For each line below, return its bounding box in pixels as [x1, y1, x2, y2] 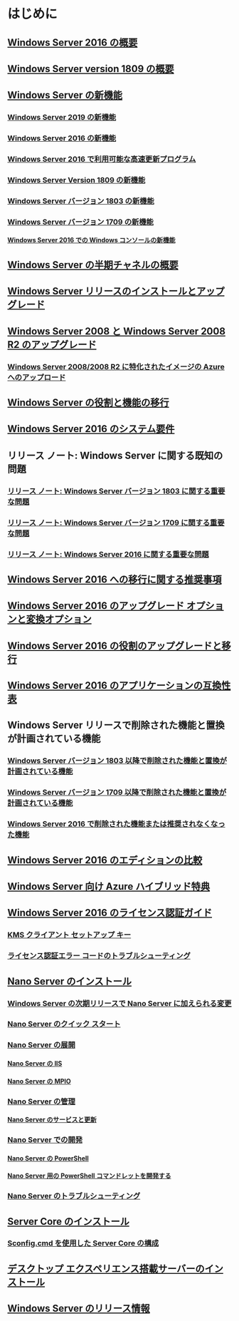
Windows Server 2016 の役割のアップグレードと [7, 639, 222, 652]
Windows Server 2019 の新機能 [7, 113, 117, 123]
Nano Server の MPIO [7, 1076, 71, 1085]
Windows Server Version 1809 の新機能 [7, 175, 146, 185]
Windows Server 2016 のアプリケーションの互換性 [7, 679, 231, 692]
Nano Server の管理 [7, 1096, 76, 1106]
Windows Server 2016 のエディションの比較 [7, 854, 203, 866]
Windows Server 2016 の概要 [7, 36, 138, 48]
